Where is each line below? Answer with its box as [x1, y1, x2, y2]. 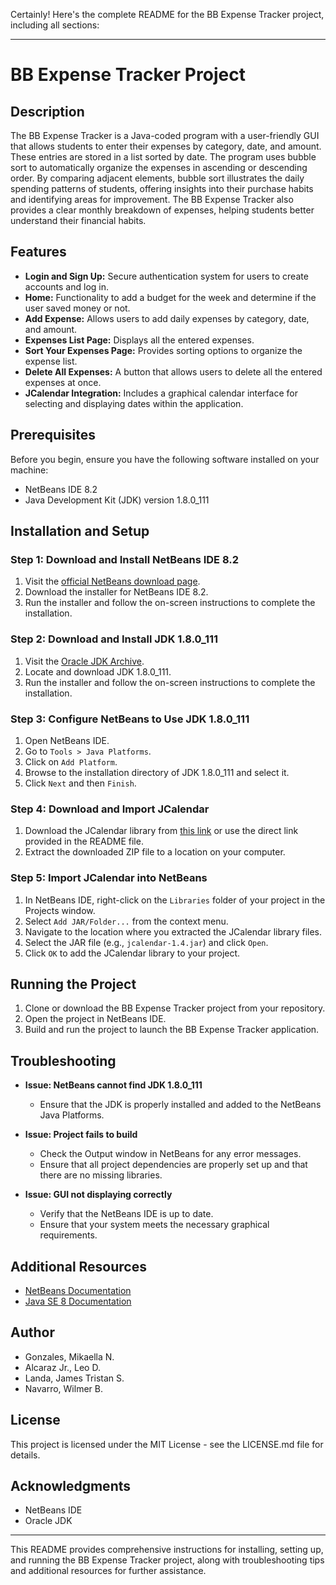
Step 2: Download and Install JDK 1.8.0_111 [10, 632, 219, 646]
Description [10, 103, 85, 120]
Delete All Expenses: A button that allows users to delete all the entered [24, 365, 323, 378]
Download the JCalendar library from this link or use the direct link [24, 825, 299, 837]
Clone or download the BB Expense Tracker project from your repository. [24, 1002, 326, 1014]
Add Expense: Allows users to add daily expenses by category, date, [24, 312, 310, 324]
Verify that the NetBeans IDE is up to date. [39, 1208, 214, 1220]
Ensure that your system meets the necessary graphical [39, 1219, 270, 1231]
